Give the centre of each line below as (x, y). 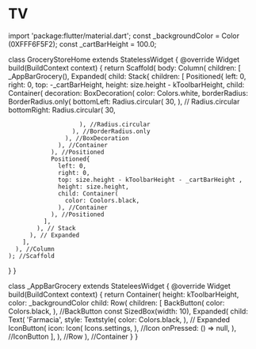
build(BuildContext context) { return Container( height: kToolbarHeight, (124, 294)
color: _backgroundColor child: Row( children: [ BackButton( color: (117, 302)
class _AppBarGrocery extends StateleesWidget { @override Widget (120, 286)
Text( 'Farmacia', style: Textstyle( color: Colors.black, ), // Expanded (119, 319)
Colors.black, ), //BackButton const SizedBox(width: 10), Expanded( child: (128, 311)
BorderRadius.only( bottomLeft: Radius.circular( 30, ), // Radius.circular (124, 101)
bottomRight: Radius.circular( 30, (62, 110)
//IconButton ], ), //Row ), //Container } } (73, 336)
